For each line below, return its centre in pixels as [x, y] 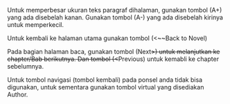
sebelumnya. [25, 66]
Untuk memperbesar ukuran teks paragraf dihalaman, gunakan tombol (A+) [115, 10]
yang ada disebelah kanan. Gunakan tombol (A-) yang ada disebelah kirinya [115, 17]
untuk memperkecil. [36, 25]
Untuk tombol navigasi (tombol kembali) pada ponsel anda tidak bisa [105, 80]
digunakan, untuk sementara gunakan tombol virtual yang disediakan [106, 87]
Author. [18, 94]
